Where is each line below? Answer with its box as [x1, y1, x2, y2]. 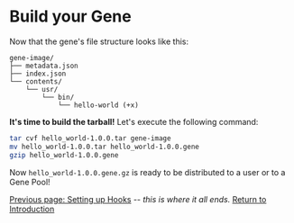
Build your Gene [9, 6, 133, 27]
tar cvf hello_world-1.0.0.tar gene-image [9, 133, 171, 143]
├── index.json [9, 69, 67, 78]
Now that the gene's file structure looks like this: [9, 36, 189, 47]
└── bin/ [41, 93, 75, 102]
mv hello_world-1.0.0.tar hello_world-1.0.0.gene [9, 142, 200, 151]
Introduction [9, 203, 55, 214]
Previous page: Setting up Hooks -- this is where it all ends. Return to [9, 193, 267, 204]
